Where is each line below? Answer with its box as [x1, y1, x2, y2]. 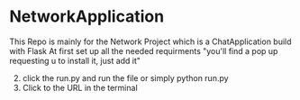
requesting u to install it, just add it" [9, 55, 141, 66]
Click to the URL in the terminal [22, 82, 138, 93]
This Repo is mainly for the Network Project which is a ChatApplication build [9, 36, 292, 47]
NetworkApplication [9, 6, 165, 27]
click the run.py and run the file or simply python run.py [22, 72, 229, 83]
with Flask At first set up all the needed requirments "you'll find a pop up [9, 45, 278, 56]
